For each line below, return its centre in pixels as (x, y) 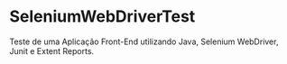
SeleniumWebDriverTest (102, 17)
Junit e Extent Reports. (52, 50)
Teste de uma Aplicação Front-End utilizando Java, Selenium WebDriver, (144, 41)
